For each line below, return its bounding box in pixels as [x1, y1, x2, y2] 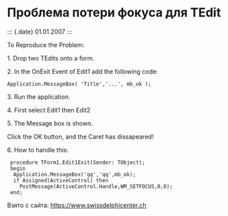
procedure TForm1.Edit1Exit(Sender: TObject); [10, 159, 146, 166]
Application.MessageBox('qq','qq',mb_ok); [13, 171, 136, 178]
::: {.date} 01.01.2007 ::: [7, 27, 73, 36]
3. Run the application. [7, 93, 71, 101]
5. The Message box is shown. [7, 119, 93, 128]
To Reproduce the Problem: [7, 40, 84, 49]
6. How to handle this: [7, 145, 69, 154]
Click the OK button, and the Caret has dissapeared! [7, 132, 154, 141]
